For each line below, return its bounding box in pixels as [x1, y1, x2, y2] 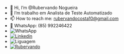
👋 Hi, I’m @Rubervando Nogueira [9, 5, 78, 10]
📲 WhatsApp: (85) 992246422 [9, 23, 72, 28]
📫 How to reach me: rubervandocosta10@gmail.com [9, 15, 119, 21]
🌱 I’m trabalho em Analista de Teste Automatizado [9, 10, 113, 16]
